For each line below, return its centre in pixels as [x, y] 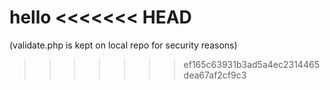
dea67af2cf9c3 [215, 75]
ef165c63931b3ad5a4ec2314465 [251, 64]
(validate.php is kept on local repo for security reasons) [123, 45]
